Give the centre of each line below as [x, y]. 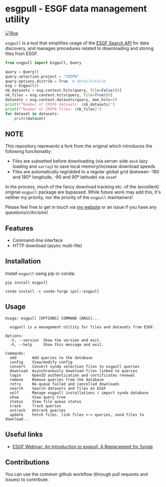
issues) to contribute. [27, 479]
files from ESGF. [22, 54]
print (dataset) [30, 118]
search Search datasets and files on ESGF [58, 388]
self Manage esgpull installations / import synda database [79, 393]
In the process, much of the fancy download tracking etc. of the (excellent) [82, 187]
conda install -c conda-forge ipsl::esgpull [52, 291]
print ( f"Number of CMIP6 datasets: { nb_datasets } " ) [60, 104]
